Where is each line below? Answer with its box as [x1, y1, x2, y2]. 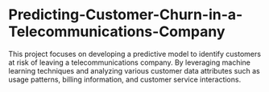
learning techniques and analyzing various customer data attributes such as [8, 66, 260, 75]
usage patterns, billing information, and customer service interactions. [8, 74, 242, 84]
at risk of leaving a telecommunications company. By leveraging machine [8, 58, 251, 67]
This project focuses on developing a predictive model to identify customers [8, 49, 262, 58]
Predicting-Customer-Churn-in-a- [8, 6, 243, 24]
